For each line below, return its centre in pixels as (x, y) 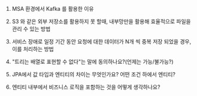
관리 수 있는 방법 (31, 29)
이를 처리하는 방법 (33, 49)
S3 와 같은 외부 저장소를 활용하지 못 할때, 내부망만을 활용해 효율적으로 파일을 (101, 21)
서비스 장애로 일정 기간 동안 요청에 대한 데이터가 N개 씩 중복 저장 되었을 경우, (101, 41)
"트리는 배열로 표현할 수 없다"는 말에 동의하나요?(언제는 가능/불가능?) (93, 62)
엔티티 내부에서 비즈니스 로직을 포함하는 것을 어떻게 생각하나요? (86, 87)
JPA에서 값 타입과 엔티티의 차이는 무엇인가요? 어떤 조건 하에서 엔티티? (93, 74)
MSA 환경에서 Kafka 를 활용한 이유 (53, 9)
